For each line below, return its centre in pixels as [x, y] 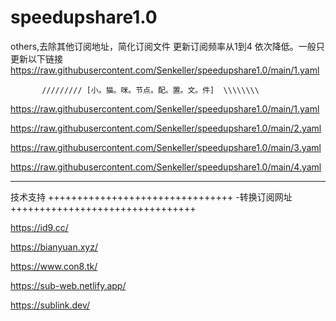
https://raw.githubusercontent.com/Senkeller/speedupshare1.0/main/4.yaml [166, 167]
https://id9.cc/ [39, 227]
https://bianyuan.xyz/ [54, 247]
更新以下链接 [36, 58]
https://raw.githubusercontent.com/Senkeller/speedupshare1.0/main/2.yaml [166, 128]
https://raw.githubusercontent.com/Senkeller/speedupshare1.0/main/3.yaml [166, 147]
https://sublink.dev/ [50, 305]
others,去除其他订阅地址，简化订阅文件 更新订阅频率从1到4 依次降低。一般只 [167, 46]
